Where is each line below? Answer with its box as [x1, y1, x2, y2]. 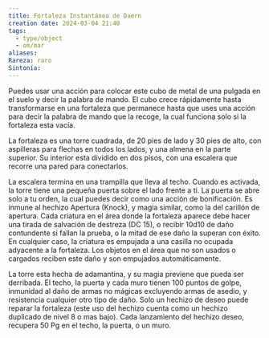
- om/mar [15, 42, 45, 50]
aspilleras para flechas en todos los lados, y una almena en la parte [8, 144, 231, 153]
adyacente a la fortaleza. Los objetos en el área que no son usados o [8, 245, 237, 255]
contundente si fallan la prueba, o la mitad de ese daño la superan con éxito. [8, 228, 261, 238]
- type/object [15, 34, 63, 43]
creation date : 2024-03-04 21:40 [8, 19, 120, 27]
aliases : [8, 49, 38, 57]
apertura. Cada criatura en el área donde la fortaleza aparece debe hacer [8, 210, 251, 221]
